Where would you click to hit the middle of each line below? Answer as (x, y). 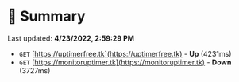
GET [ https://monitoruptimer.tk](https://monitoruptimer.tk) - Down (125, 62)
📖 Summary (46, 16)
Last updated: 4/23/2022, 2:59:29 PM (71, 38)
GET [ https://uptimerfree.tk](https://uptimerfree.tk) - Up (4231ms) (125, 53)
